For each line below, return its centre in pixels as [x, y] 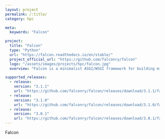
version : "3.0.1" [32, 114]
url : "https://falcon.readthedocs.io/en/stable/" [61, 55]
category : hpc [20, 19]
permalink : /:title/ [26, 14]
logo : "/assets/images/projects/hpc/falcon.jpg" [60, 64]
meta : [11, 28]
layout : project [22, 10]
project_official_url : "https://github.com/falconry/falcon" [73, 59]
